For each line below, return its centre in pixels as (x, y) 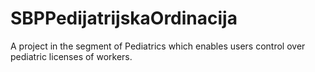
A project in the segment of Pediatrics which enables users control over (158, 46)
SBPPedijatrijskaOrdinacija (124, 18)
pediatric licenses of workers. (71, 56)
